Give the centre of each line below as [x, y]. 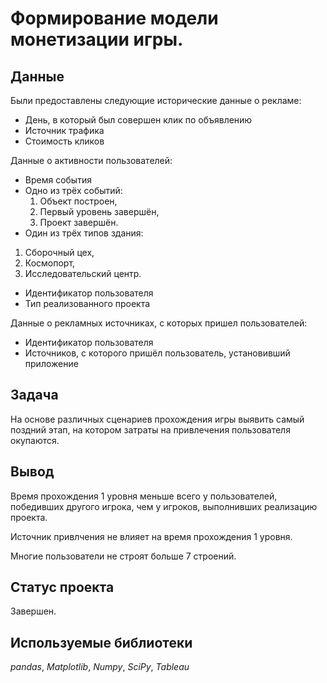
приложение [51, 363]
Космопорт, [50, 263]
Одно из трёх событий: [73, 190]
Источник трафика [64, 130]
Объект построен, [78, 201]
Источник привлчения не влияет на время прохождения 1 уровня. [151, 536]
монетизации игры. [97, 39]
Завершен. [33, 611]
